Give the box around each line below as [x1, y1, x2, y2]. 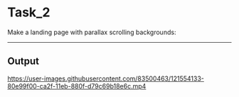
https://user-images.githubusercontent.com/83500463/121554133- [7, 74, 205, 83]
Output [7, 55, 39, 68]
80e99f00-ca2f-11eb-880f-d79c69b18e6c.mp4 [7, 81, 147, 90]
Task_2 [7, 4, 51, 21]
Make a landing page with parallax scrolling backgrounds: [7, 28, 176, 36]
